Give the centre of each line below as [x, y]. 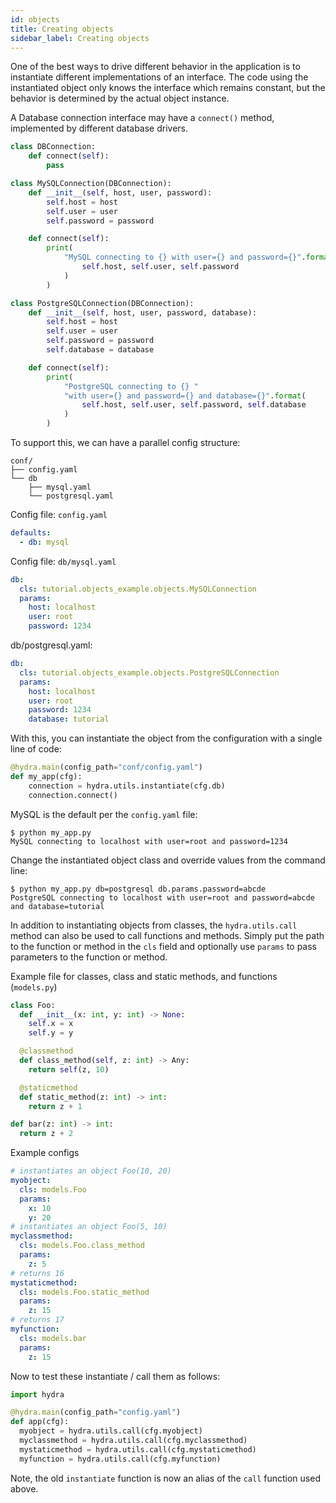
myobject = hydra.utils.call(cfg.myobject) [111, 1431]
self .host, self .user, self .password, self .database [194, 405]
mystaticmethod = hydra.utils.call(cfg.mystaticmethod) [138, 1449]
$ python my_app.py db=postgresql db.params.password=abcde [138, 889]
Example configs [45, 1153]
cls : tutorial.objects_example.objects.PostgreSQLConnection [149, 672]
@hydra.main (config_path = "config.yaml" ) [96, 1412]
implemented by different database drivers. [99, 128]
